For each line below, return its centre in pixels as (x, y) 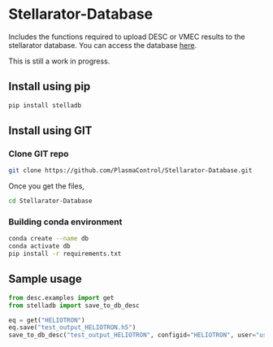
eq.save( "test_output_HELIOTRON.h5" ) (72, 327)
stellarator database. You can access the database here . (103, 45)
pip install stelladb (45, 105)
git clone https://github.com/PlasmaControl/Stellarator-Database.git (130, 171)
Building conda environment (65, 222)
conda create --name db (49, 239)
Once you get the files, (47, 186)
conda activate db (39, 246)
